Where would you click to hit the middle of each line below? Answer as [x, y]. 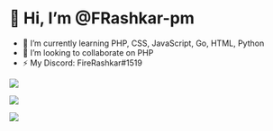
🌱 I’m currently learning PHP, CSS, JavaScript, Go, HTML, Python [143, 43]
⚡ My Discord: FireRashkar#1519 [82, 63]
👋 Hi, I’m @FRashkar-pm [102, 18]
